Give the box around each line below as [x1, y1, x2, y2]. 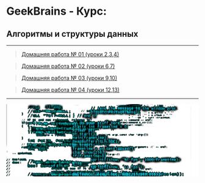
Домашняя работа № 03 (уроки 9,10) [21, 75, 118, 81]
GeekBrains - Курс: [6, 4, 107, 18]
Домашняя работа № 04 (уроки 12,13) [21, 86, 120, 93]
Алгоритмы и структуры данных [6, 29, 138, 39]
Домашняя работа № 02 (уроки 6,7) [21, 62, 115, 70]
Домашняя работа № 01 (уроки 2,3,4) [21, 51, 120, 58]
